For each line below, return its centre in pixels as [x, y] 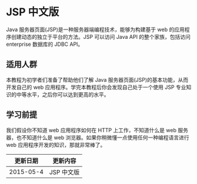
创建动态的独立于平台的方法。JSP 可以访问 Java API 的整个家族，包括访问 [101, 36]
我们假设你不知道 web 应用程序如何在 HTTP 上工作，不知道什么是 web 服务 [97, 130]
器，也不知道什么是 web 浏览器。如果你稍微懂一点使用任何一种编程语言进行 [98, 137]
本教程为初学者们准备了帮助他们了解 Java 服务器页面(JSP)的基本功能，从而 [97, 79]
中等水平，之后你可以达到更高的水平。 [63, 94]
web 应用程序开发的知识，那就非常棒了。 [56, 145]
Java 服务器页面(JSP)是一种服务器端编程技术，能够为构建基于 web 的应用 [96, 29]
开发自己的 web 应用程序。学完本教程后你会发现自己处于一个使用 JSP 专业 [96, 87]
